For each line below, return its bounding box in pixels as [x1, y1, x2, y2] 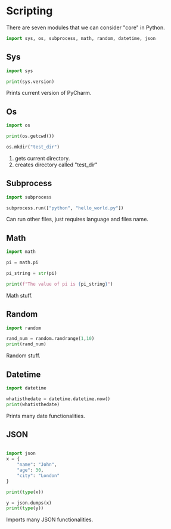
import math [6, 249, 36, 255]
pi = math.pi [6, 259, 39, 266]
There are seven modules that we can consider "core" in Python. [6, 24, 165, 31]
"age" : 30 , [17, 467, 44, 473]
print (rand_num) [6, 341, 46, 347]
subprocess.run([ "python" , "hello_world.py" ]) [6, 205, 124, 211]
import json [6, 450, 36, 457]
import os [6, 122, 31, 129]
